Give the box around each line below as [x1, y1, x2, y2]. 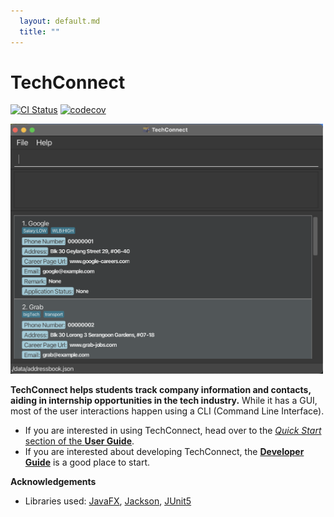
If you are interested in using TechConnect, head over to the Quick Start [24, 425, 322, 437]
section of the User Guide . [24, 435, 135, 447]
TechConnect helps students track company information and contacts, [10, 384, 312, 396]
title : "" [19, 26, 60, 37]
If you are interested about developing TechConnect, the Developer [24, 446, 305, 458]
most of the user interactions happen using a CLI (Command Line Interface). [10, 405, 325, 417]
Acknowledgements [10, 476, 97, 488]
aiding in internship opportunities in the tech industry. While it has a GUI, [10, 395, 318, 407]
